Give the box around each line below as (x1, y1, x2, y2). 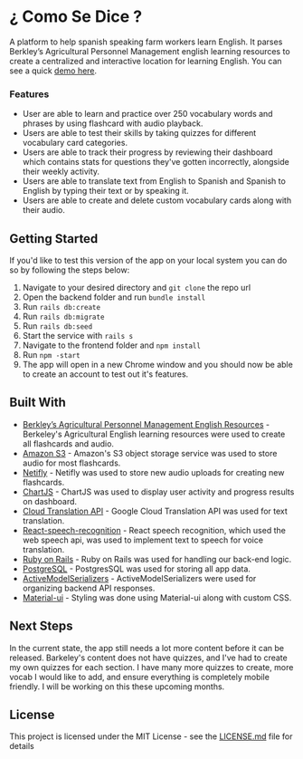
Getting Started (9, 231, 99, 246)
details (9, 741, 34, 752)
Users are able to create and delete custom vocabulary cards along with (22, 195, 292, 206)
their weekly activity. (22, 166, 100, 178)
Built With (9, 395, 66, 410)
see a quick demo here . (9, 65, 98, 76)
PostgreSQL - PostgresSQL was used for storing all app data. (22, 563, 251, 574)
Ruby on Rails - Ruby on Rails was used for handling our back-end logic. (22, 553, 292, 564)
